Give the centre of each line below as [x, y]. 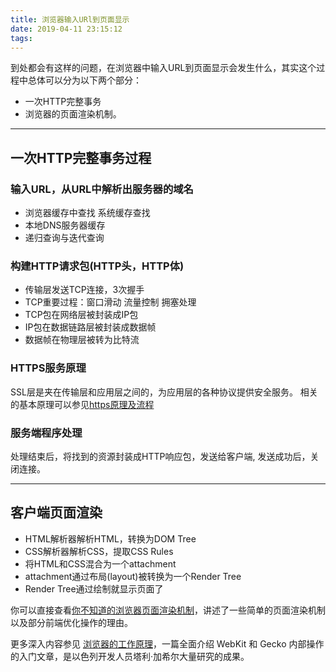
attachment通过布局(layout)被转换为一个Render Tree [133, 576]
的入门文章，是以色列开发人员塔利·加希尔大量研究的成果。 [130, 656]
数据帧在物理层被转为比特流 [82, 340]
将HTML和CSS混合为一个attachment [100, 563]
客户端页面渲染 [56, 512]
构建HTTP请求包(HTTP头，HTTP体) [97, 266]
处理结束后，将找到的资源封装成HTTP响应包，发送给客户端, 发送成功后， [160, 456]
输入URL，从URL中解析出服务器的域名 [102, 189]
